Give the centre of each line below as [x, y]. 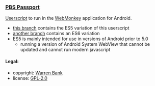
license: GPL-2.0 [30, 78]
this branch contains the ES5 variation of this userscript [71, 28]
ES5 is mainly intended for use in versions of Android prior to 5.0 [81, 39]
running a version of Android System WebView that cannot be [85, 44]
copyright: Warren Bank [37, 73]
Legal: [12, 61]
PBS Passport [22, 7]
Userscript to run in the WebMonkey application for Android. [69, 18]
